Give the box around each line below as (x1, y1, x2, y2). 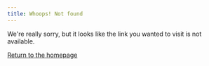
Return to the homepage (7, 51, 78, 59)
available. (7, 37, 35, 46)
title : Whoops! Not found (7, 10, 83, 18)
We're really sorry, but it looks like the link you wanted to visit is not (7, 29, 202, 38)
